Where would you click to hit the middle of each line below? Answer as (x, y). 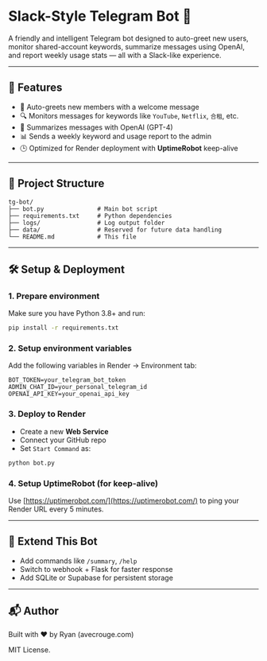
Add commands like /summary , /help (78, 561)
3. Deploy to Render (47, 414)
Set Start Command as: (55, 448)
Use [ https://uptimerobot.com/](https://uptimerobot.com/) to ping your (124, 500)
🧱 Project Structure (56, 183)
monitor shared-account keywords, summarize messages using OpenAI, (126, 46)
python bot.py (32, 463)
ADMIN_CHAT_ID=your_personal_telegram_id (78, 387)
